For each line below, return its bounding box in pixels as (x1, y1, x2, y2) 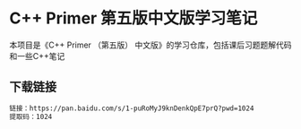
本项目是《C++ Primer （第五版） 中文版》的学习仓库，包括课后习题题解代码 (9, 39, 292, 50)
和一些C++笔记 (9, 50, 65, 61)
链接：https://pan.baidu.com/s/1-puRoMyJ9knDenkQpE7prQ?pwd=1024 (9, 104, 254, 113)
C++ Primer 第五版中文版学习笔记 (9, 8, 258, 29)
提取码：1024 (9, 112, 53, 121)
